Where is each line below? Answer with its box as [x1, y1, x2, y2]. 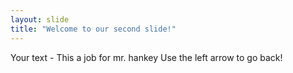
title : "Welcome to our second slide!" [10, 24, 177, 34]
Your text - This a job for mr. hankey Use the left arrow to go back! [10, 51, 283, 63]
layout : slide [10, 14, 70, 25]
